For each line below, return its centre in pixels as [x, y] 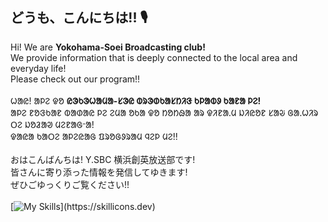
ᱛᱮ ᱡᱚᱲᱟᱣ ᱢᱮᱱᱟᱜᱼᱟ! [52, 124]
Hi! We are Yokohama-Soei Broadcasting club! [108, 47]
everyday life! [38, 68]
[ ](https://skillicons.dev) [83, 206]
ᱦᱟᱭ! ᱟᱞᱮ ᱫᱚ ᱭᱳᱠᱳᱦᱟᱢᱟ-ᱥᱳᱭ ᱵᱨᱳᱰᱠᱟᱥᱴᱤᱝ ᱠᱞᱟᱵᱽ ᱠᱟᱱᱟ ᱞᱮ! [136, 100]
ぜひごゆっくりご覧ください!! [70, 184]
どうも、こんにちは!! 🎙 [79, 18]
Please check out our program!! [75, 79]
